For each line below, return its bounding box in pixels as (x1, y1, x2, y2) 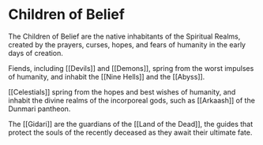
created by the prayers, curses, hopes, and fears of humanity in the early (8, 39, 246, 49)
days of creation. (8, 48, 63, 58)
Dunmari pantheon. (8, 104, 71, 113)
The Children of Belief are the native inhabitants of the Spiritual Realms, (8, 32, 241, 41)
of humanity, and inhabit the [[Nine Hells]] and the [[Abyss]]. (8, 72, 205, 81)
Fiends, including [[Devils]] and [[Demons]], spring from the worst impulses (8, 63, 254, 72)
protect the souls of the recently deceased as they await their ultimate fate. (8, 128, 253, 137)
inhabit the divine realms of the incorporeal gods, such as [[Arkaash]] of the (8, 95, 255, 105)
